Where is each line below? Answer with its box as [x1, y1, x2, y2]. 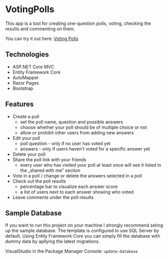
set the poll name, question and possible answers [20, 119, 124, 125]
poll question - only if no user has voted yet [20, 140, 111, 146]
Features [5, 100, 34, 108]
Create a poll [12, 113, 39, 120]
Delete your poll [12, 151, 46, 157]
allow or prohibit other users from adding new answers [20, 129, 134, 135]
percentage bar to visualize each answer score [20, 183, 118, 190]
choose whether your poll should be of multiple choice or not [20, 124, 147, 130]
